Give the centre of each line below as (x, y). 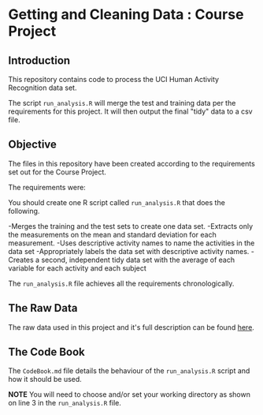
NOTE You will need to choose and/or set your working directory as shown (129, 394)
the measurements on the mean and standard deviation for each (112, 234)
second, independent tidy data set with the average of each (138, 260)
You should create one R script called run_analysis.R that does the (117, 202)
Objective (33, 145)
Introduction (39, 60)
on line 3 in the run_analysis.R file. (65, 403)
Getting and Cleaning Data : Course (126, 15)
